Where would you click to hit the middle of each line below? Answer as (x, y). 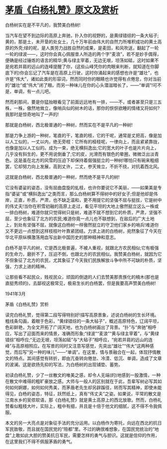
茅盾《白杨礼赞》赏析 (27, 304)
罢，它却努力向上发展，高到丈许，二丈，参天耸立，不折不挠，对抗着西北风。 (83, 166)
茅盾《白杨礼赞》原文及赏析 (62, 10)
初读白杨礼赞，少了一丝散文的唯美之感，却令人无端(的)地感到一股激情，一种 (83, 375)
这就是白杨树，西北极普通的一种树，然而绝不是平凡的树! (63, 177)
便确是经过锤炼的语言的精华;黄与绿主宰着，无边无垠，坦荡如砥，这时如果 (80, 60)
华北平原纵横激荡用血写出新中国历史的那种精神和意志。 (62, 237)
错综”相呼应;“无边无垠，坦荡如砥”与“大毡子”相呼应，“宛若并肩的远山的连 (79, 339)
